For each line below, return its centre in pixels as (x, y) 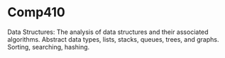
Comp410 (36, 12)
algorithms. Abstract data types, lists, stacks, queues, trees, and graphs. (113, 39)
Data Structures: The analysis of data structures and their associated (108, 32)
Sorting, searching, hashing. (49, 47)
